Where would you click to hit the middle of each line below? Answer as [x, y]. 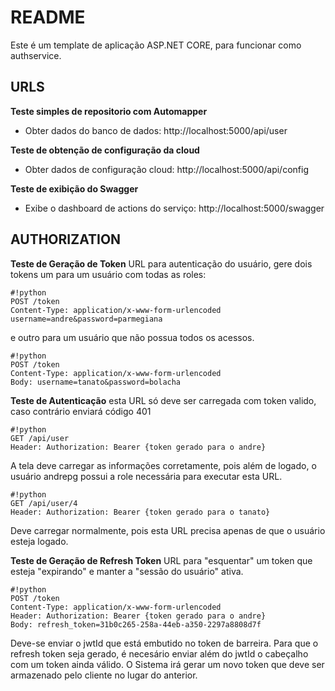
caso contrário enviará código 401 [81, 411]
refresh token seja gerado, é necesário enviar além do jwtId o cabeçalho [159, 653]
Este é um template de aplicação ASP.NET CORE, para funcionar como [156, 45]
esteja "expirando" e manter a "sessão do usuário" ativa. [127, 571]
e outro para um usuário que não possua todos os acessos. [132, 337]
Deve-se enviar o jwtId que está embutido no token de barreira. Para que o [164, 643]
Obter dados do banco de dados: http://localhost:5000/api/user [156, 130]
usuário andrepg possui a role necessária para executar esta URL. [146, 476]
